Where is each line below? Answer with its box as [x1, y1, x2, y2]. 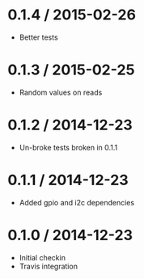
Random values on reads [19, 87, 103, 97]
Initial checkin [19, 252, 66, 262]
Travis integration [19, 261, 78, 271]
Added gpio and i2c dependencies [19, 197, 135, 207]
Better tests [19, 32, 58, 42]
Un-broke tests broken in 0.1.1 [19, 142, 118, 152]
